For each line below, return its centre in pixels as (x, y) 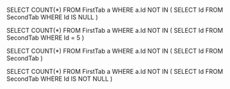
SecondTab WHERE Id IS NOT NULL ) (60, 79)
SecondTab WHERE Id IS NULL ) (52, 17)
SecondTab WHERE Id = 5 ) (45, 38)
